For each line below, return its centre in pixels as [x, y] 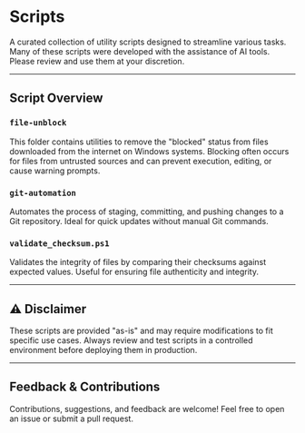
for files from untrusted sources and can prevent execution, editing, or [141, 161]
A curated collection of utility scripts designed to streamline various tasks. [148, 42]
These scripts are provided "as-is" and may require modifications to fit [142, 331]
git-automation [43, 193]
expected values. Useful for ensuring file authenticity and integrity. [134, 272]
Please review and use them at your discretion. [97, 61]
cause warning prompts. [55, 171]
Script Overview [56, 98]
